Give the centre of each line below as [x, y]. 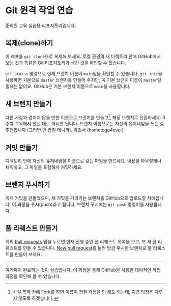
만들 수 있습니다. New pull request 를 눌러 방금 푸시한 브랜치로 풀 [87, 248]
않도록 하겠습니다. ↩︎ [38, 298]
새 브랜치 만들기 [28, 104]
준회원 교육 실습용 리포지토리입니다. [41, 25]
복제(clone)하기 [29, 43]
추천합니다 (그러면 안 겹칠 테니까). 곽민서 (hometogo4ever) [64, 130]
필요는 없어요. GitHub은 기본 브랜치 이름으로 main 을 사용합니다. [68, 86]
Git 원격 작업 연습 [39, 10]
